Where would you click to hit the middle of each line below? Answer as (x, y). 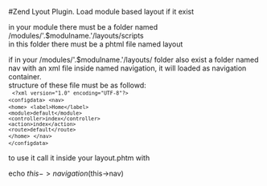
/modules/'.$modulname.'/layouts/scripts (76, 36)
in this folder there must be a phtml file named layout (96, 44)
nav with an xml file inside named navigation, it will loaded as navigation (127, 68)
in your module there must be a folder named (83, 27)
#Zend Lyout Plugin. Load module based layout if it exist (101, 12)
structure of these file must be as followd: (77, 85)
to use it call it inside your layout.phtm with (79, 158)
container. (25, 77)
